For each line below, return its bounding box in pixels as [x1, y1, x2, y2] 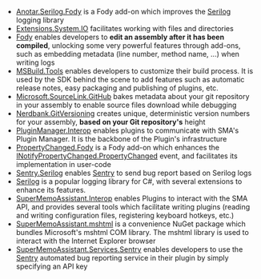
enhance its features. [15, 185, 86, 194]
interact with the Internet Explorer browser [15, 236, 156, 245]
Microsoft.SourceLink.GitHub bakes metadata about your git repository [15, 92, 250, 101]
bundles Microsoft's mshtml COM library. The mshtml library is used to [15, 228, 250, 237]
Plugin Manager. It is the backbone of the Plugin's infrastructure [15, 134, 227, 143]
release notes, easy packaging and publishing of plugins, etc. [15, 83, 219, 93]
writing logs [15, 58, 55, 67]
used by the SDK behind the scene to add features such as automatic [15, 75, 245, 84]
